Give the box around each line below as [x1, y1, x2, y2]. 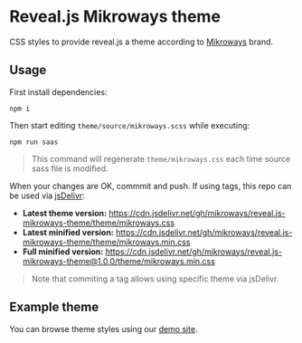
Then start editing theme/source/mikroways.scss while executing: [9, 119, 250, 130]
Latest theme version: [22, 207, 107, 218]
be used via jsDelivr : [9, 190, 86, 201]
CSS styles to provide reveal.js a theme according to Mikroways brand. [9, 36, 274, 47]
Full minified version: [22, 246, 104, 257]
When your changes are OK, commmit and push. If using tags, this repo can [9, 180, 292, 191]
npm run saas [9, 138, 59, 147]
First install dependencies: [9, 86, 108, 97]
